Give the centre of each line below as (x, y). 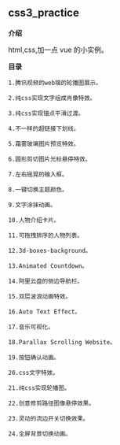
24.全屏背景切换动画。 (40, 434)
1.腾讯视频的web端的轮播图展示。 (55, 83)
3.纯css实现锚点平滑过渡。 (46, 113)
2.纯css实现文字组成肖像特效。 (52, 98)
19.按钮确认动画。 (34, 358)
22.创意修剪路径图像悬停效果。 (52, 403)
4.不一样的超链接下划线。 (44, 128)
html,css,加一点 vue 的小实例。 (58, 50)
